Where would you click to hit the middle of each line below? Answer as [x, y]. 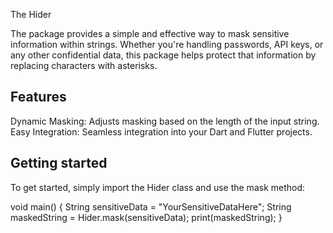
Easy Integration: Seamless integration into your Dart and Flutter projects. [161, 131]
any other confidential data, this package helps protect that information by [163, 55]
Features [38, 97]
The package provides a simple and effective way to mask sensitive [150, 33]
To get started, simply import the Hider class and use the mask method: [158, 187]
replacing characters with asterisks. [84, 65]
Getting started [59, 163]
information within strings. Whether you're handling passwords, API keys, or [167, 44]
